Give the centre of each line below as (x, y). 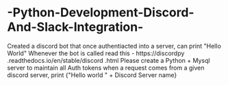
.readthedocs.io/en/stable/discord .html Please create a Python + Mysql (109, 60)
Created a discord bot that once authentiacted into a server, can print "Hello (114, 46)
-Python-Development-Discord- (101, 13)
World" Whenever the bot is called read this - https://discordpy (96, 53)
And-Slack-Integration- (75, 27)
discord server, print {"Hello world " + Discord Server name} (92, 75)
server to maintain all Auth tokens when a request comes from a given (106, 68)
